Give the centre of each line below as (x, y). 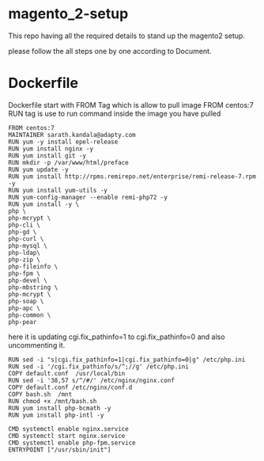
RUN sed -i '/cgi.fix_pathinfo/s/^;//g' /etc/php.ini (99, 366)
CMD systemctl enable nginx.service (68, 429)
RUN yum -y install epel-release (63, 142)
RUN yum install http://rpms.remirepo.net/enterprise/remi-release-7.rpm (132, 176)
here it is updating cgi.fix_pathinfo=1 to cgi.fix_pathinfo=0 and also (117, 337)
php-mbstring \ (33, 287)
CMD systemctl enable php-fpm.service (72, 443)
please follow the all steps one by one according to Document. (110, 51)
